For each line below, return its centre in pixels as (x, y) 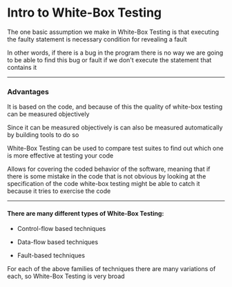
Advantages (28, 91)
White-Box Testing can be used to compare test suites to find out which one (115, 148)
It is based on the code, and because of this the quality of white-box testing (115, 107)
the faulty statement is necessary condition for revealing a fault (97, 39)
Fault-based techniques (51, 256)
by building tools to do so (43, 135)
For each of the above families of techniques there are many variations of (112, 269)
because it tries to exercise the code (59, 191)
